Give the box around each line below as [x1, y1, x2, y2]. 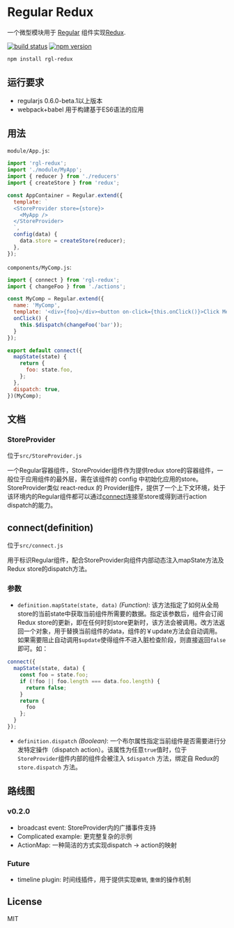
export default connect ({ [7, 347, 82, 354]
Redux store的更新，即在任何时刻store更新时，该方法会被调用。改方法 [17, 618, 219, 627]
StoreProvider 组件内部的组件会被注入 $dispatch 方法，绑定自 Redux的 [17, 754, 219, 762]
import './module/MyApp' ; [7, 167, 82, 174]
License [7, 896, 42, 908]
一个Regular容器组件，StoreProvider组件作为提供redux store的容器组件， [7, 466, 217, 475]
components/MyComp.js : [7, 263, 72, 271]
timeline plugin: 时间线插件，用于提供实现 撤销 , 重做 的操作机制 [17, 875, 192, 883]
